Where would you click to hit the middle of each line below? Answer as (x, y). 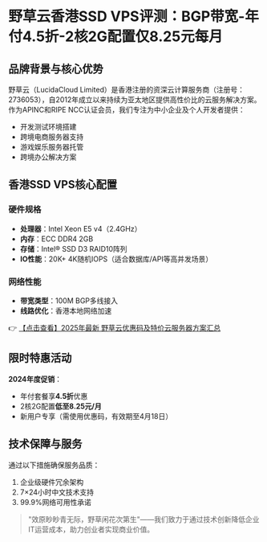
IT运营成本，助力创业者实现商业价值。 (91, 529)
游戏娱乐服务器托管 (52, 147)
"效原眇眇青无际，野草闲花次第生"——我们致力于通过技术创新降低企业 (144, 519)
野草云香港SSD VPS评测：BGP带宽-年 (133, 16)
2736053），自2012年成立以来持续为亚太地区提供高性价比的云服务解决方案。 (135, 100)
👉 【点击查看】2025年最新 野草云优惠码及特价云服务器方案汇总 (115, 327)
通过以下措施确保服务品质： (54, 465)
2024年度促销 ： (35, 379)
